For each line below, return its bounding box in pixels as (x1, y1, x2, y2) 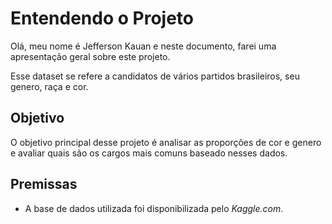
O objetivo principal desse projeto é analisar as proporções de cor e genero (10, 136, 322, 148)
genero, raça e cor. (10, 80, 89, 92)
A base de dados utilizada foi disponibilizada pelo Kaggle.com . (24, 202, 284, 214)
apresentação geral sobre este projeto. (10, 50, 171, 62)
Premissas (10, 176, 78, 193)
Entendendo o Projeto (10, 7, 195, 30)
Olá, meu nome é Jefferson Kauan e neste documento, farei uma (10, 40, 277, 52)
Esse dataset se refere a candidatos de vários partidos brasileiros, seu (10, 70, 300, 82)
